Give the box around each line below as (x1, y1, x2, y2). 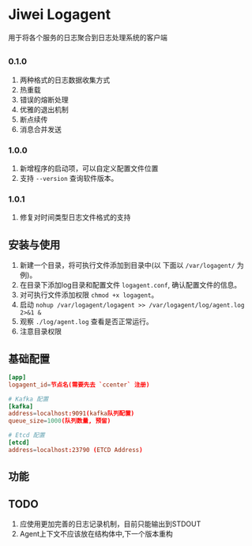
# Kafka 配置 (8, 395, 49, 403)
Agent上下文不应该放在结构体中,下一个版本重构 (19, 529, 174, 538)
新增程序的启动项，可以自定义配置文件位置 (19, 164, 159, 173)
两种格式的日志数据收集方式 (19, 75, 111, 85)
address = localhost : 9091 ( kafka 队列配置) (8, 409, 135, 418)
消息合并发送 (19, 124, 62, 134)
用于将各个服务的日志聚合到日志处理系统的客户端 (8, 32, 167, 42)
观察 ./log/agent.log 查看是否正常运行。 (19, 317, 154, 326)
